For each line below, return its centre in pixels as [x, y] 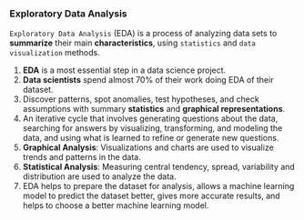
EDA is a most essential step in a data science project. [124, 70]
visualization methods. [55, 53]
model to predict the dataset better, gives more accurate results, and [151, 196]
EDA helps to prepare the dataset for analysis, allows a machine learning [158, 186]
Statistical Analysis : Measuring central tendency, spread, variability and [159, 167]
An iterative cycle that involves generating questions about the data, [150, 119]
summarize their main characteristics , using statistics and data [133, 43]
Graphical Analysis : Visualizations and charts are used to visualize [148, 147]
